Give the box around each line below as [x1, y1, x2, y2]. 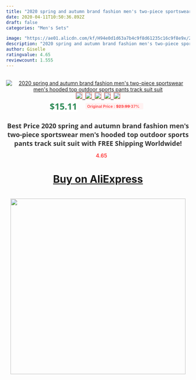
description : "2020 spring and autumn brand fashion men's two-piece [6, 41, 179, 47]
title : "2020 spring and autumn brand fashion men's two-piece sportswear [6, 8, 192, 15]
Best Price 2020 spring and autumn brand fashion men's [6, 121, 190, 131]
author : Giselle [6, 46, 45, 53]
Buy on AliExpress [52, 173, 143, 186]
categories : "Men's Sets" [6, 25, 69, 31]
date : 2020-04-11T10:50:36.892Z [6, 14, 85, 20]
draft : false [6, 19, 38, 25]
